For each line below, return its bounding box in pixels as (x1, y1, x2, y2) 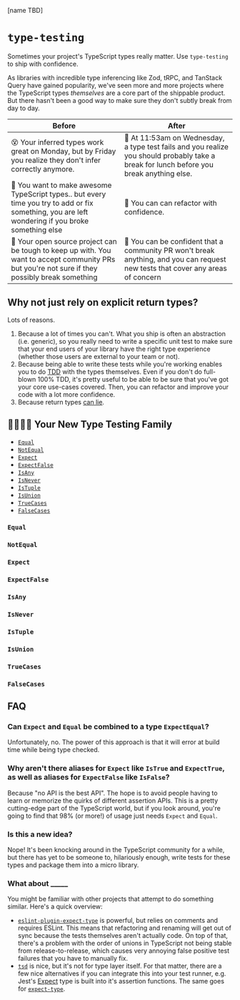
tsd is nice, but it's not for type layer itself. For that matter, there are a (17, 961, 222, 971)
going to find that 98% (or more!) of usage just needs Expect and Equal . (7, 811, 218, 820)
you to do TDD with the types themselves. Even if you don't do (17, 367, 202, 376)
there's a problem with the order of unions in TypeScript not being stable (17, 939, 232, 948)
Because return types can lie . (17, 397, 105, 406)
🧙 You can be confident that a (124, 236, 224, 246)
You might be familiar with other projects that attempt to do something (7, 895, 214, 904)
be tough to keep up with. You (11, 245, 111, 255)
